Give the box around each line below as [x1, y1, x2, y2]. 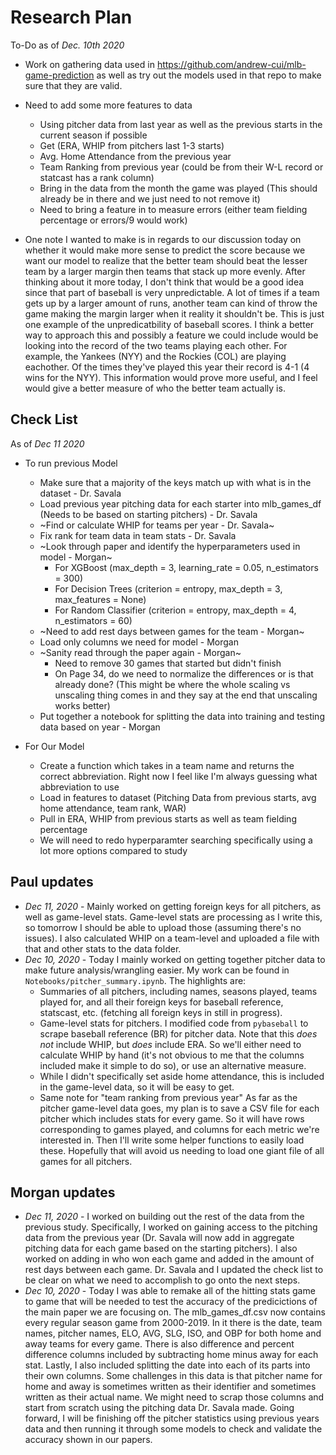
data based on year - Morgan [39, 721, 161, 733]
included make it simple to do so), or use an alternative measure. [39, 1059, 307, 1071]
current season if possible [39, 129, 148, 141]
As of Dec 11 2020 [10, 437, 85, 450]
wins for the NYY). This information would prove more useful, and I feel [24, 371, 318, 383]
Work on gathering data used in [24, 58, 155, 70]
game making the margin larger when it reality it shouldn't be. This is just [24, 307, 325, 320]
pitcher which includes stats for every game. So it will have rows [39, 1112, 305, 1125]
